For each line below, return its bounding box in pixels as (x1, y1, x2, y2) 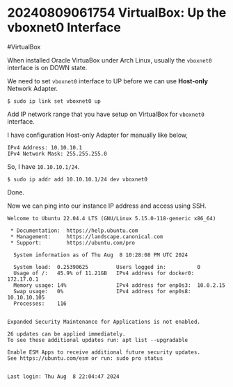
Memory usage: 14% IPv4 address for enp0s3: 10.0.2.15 (13, 281, 226, 289)
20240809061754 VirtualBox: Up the (7, 5, 227, 21)
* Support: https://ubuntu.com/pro (10, 239, 136, 246)
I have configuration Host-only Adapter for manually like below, (7, 131, 188, 139)
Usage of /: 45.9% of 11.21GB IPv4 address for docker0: (13, 270, 195, 277)
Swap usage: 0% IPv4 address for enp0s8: (13, 288, 191, 295)
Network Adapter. (7, 84, 58, 92)
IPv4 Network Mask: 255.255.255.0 (7, 150, 108, 157)
